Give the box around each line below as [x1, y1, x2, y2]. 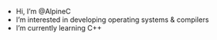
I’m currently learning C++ [15, 24, 102, 32]
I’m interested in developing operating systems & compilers [15, 15, 210, 24]
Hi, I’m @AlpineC [15, 7, 71, 16]
